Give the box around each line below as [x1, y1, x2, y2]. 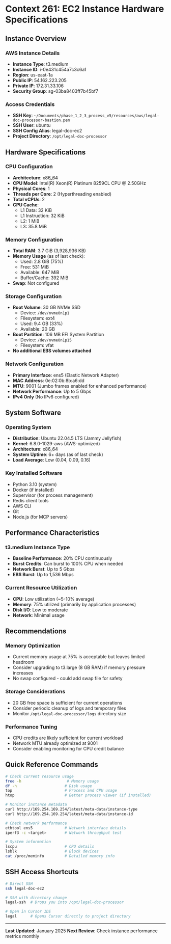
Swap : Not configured [12, 280, 60, 286]
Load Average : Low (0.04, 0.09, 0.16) [12, 457, 91, 463]
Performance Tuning [5, 723, 58, 730]
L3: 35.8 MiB [20, 223, 47, 229]
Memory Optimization [5, 642, 61, 650]
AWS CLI [12, 503, 32, 509]
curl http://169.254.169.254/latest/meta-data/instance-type [5, 807, 138, 812]
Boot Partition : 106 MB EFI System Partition [12, 332, 104, 338]
